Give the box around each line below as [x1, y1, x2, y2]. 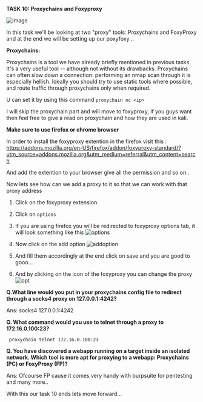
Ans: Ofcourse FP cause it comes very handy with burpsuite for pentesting [6, 372, 193, 379]
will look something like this [15, 229, 84, 236]
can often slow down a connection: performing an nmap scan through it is [6, 72, 191, 78]
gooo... [15, 259, 33, 266]
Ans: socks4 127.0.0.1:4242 [6, 307, 74, 314]
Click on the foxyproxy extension [15, 199, 98, 206]
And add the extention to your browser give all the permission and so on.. [6, 169, 190, 176]
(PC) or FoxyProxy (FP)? [6, 360, 68, 367]
